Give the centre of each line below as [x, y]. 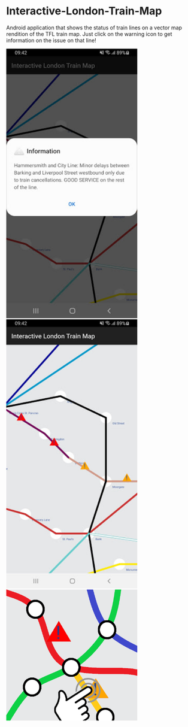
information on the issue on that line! [51, 40]
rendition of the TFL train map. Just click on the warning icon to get [89, 34]
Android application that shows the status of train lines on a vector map [94, 28]
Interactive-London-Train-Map [84, 11]
